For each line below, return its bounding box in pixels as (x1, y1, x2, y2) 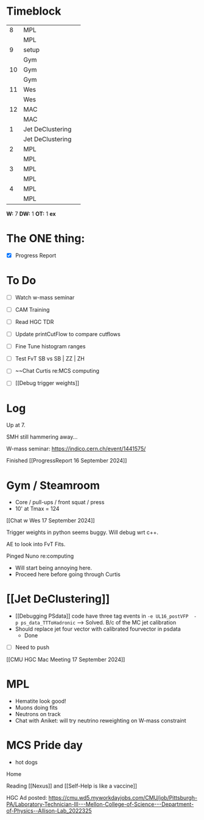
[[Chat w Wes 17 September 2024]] (6, 517, 96, 524)
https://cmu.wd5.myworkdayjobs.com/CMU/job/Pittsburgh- (48, 794, 198, 802)
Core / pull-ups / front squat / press (15, 499, 105, 506)
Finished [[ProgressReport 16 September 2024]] (6, 457, 127, 464)
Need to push (15, 643, 50, 651)
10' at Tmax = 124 (15, 505, 60, 513)
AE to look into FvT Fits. (6, 541, 66, 548)
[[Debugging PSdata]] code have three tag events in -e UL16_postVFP (15, 612, 189, 620)
